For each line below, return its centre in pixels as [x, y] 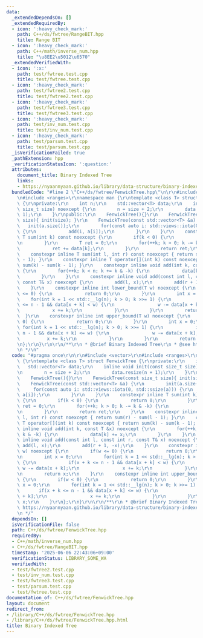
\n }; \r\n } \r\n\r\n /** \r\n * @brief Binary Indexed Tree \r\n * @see [104, 344]
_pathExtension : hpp [37, 158]
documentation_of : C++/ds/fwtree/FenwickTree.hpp [70, 597]
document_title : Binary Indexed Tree [65, 175]
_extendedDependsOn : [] [41, 18]
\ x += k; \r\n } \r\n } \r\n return [107, 339]
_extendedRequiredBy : [39, 23]
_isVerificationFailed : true [48, 153]
